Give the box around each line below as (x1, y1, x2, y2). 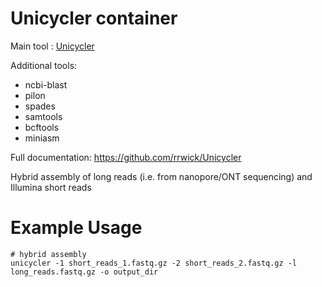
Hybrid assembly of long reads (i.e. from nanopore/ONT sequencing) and (10, 170, 313, 182)
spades (24, 100, 56, 112)
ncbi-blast (24, 78, 68, 91)
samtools (24, 110, 63, 122)
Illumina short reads (10, 181, 92, 193)
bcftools (24, 121, 60, 133)
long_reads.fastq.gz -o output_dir (10, 267, 159, 277)
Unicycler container (10, 7, 178, 30)
